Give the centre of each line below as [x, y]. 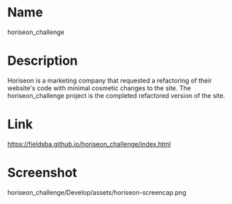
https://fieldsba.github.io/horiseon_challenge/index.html [89, 144]
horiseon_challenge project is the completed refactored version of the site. [116, 95]
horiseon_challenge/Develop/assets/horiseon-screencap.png [97, 192]
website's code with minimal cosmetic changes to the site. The [99, 88]
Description [43, 61]
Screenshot [42, 173]
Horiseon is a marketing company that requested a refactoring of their [110, 80]
